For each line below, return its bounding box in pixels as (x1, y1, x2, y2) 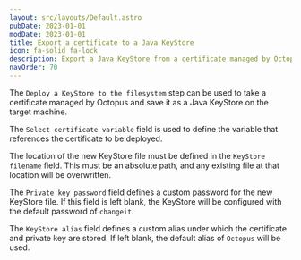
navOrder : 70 (9, 63, 58, 72)
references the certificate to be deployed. (9, 133, 163, 144)
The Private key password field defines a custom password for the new (9, 187, 273, 197)
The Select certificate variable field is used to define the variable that (9, 123, 279, 134)
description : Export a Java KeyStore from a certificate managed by (9, 55, 271, 63)
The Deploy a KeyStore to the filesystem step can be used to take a (9, 87, 267, 98)
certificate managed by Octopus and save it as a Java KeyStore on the (9, 96, 269, 107)
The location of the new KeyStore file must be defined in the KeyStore (9, 150, 266, 161)
